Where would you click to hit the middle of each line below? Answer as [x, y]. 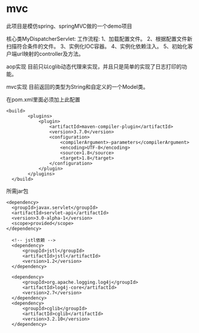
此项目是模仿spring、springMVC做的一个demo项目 [69, 26]
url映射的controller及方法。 [50, 53]
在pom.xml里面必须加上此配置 [43, 99]
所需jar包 [17, 191]
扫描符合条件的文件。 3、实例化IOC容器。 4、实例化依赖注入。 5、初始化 [97, 46]
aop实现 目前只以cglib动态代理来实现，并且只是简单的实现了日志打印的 [94, 66]
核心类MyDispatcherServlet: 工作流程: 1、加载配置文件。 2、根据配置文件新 [99, 38]
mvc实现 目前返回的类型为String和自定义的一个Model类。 [77, 86]
